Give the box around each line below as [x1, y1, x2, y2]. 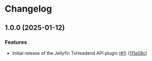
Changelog [5, 3, 52, 15]
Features [5, 39, 27, 46]
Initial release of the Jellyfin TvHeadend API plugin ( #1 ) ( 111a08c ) [12, 50, 147, 56]
